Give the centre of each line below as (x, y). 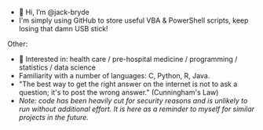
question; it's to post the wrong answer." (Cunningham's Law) (119, 92)
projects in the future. (54, 117)
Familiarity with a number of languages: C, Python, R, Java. (114, 76)
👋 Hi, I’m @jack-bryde (54, 12)
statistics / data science (57, 67)
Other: (18, 44)
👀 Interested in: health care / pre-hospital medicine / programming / (128, 59)
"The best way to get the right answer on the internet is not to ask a (128, 84)
